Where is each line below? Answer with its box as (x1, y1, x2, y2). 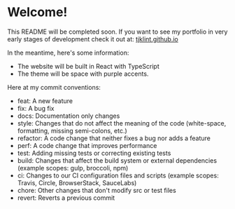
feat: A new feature (17, 96, 73, 105)
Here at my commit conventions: (7, 83, 101, 91)
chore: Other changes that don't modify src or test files (17, 186, 176, 194)
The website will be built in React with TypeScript (17, 62, 159, 70)
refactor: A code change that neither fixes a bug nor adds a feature (17, 134, 211, 142)
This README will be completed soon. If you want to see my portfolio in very (7, 27, 228, 36)
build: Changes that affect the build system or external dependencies (17, 156, 218, 165)
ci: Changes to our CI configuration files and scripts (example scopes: (17, 171, 219, 180)
